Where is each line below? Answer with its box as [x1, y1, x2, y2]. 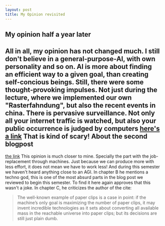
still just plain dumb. [17, 215, 58, 221]
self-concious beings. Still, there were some [5, 78, 144, 87]
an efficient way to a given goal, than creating [5, 70, 149, 79]
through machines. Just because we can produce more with [32, 158, 154, 164]
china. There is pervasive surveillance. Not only [5, 109, 155, 117]
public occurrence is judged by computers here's [5, 124, 160, 133]
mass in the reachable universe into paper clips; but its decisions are [17, 210, 157, 216]
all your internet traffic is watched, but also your [5, 117, 157, 125]
